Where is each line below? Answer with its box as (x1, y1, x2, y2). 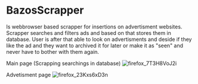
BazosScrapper (6, 4, 84, 17)
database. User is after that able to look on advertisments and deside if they (6, 35, 192, 43)
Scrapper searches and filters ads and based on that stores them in (6, 29, 171, 36)
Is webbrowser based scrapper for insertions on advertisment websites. (6, 23, 183, 30)
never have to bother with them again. (6, 48, 99, 55)
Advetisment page (6, 71, 51, 78)
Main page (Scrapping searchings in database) (6, 60, 121, 67)
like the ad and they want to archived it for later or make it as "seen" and (6, 42, 183, 49)
